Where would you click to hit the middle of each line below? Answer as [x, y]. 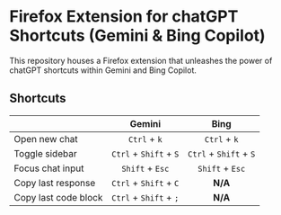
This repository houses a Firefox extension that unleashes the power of [141, 60]
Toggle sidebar [46, 153]
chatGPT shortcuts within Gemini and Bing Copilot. [103, 70]
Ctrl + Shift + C [145, 183]
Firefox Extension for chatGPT [124, 17]
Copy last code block [58, 197]
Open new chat [46, 139]
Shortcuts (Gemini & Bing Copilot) [138, 36]
